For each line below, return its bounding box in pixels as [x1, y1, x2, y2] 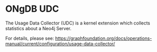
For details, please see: [5, 35, 55, 41]
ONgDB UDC [5, 3, 59, 15]
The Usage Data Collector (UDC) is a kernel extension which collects [5, 20, 150, 26]
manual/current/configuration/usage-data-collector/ [5, 40, 115, 46]
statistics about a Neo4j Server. [5, 25, 72, 31]
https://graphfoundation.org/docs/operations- [55, 35, 152, 41]
